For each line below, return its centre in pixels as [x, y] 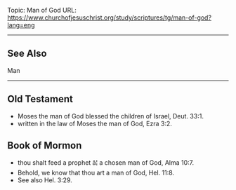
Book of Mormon [45, 145]
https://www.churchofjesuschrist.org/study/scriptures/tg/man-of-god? [110, 18]
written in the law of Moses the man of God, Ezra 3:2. [94, 123]
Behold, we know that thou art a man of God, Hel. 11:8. [96, 173]
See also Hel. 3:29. [45, 180]
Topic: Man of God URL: [42, 10]
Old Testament [40, 99]
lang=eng [21, 25]
